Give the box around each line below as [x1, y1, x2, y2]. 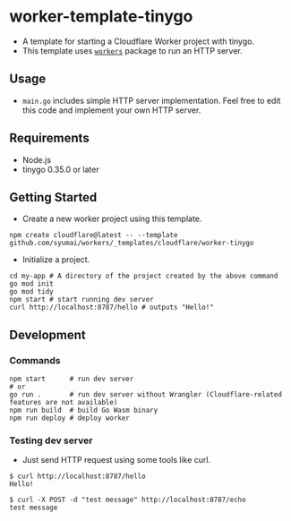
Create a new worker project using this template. [21, 213, 202, 225]
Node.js [21, 154, 52, 165]
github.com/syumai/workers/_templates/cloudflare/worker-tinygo [9, 239, 254, 248]
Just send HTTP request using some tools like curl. [21, 455, 211, 465]
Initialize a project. [21, 254, 90, 265]
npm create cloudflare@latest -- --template [9, 231, 178, 240]
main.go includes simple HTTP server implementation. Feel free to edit [21, 95, 281, 106]
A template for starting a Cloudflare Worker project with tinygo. [21, 36, 255, 47]
